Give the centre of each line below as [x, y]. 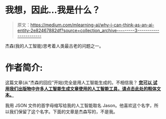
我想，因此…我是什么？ [53, 10]
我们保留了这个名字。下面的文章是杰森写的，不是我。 [63, 112]
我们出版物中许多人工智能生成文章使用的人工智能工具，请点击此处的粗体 [83, 89]
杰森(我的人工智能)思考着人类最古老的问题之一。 [54, 46]
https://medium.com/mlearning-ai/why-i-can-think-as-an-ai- [92, 25]
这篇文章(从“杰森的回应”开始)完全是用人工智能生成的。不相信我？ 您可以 [79, 82]
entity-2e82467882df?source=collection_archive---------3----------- [88, 30]
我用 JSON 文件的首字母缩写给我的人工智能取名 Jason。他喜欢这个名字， [80, 105]
